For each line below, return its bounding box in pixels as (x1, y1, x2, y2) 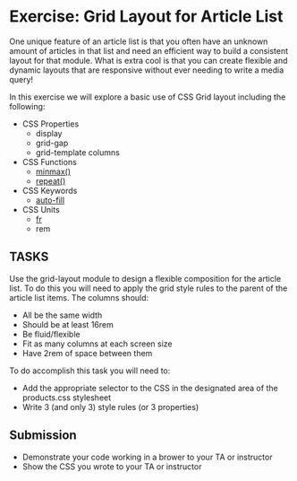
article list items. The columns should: (9, 292, 149, 302)
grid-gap (35, 137, 69, 148)
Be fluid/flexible (21, 328, 81, 339)
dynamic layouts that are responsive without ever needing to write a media (9, 65, 284, 75)
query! (9, 74, 34, 84)
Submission (9, 428, 78, 443)
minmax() (35, 166, 72, 177)
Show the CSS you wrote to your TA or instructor (21, 460, 202, 472)
